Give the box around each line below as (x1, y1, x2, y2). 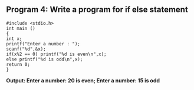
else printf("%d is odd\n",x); (6, 56, 83, 62)
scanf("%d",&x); (6, 46, 46, 52)
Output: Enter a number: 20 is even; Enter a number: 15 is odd (6, 76, 160, 84)
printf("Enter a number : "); (6, 41, 81, 46)
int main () (6, 25, 35, 31)
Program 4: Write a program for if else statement (6, 5, 189, 15)
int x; (6, 35, 22, 42)
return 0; (6, 61, 31, 67)
